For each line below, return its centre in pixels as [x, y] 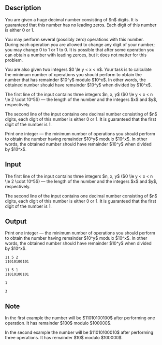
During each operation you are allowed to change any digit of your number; [80, 44]
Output [16, 222]
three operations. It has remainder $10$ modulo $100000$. [64, 338]
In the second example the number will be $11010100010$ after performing [79, 332]
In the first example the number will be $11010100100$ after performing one [80, 318]
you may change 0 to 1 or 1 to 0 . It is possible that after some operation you [80, 49]
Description [23, 8]
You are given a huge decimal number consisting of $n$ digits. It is [72, 19]
